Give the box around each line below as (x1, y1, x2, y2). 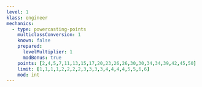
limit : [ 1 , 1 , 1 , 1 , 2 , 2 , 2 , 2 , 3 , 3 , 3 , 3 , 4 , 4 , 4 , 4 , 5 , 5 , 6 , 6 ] (17, 66, 150, 72)
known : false (17, 37, 51, 43)
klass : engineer (6, 15, 48, 21)
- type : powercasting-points (12, 26, 87, 32)
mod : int (17, 72, 40, 78)
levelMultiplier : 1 (22, 49, 72, 55)
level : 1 (6, 9, 29, 15)
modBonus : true (22, 55, 62, 61)
